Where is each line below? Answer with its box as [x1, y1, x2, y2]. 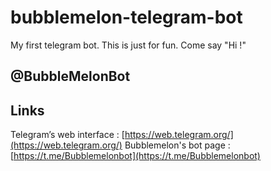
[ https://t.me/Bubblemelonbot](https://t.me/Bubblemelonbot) [10, 150, 261, 162]
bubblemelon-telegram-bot [10, 6, 243, 29]
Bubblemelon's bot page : [124, 139, 231, 151]
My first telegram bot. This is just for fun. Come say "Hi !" [10, 39, 247, 51]
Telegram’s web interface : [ [10, 129, 125, 141]
